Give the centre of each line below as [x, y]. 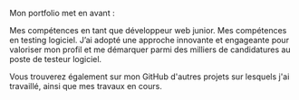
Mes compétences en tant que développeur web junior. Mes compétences [148, 30]
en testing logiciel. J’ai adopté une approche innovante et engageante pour [149, 40]
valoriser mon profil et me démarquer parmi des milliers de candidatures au [150, 50]
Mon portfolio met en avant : [62, 13]
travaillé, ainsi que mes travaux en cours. [86, 86]
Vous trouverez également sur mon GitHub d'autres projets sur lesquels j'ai [149, 77]
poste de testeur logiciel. [56, 59]
